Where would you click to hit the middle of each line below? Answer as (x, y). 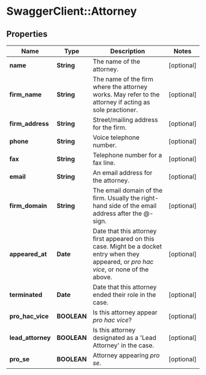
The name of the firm (123, 79)
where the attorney (120, 87)
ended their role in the (124, 295)
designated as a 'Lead (124, 338)
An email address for (123, 173)
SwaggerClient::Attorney (72, 11)
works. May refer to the (126, 95)
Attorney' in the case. (124, 345)
